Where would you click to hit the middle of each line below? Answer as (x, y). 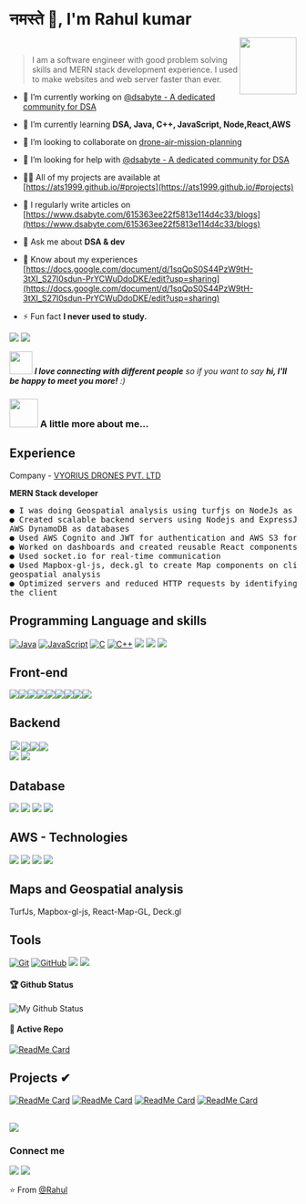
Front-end (39, 673)
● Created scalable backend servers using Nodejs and (132, 519)
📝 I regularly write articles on (76, 205)
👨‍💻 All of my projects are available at (92, 177)
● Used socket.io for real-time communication (115, 556)
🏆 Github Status (41, 985)
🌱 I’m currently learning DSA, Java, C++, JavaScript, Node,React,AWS (157, 124)
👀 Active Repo (36, 1029)
